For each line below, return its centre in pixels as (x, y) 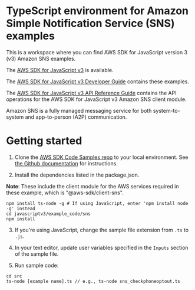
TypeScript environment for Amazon (97, 11)
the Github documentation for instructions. (66, 163)
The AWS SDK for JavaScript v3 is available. (60, 70)
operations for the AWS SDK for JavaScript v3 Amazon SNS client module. (96, 99)
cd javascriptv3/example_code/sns (49, 214)
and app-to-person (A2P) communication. (76, 117)
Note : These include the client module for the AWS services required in (92, 186)
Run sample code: (37, 265)
